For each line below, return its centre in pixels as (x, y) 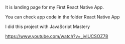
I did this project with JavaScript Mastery (48, 26)
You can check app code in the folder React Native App (62, 17)
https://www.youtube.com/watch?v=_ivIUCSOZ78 (57, 36)
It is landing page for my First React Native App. (55, 7)
